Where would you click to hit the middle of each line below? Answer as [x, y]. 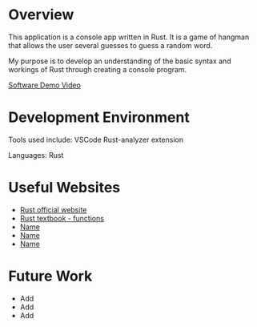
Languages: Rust [36, 155]
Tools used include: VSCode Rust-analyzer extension [96, 139]
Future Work [50, 276]
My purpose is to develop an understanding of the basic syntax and [120, 61]
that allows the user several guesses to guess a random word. [110, 45]
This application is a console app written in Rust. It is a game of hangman [129, 37]
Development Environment [99, 117]
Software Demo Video [45, 85]
